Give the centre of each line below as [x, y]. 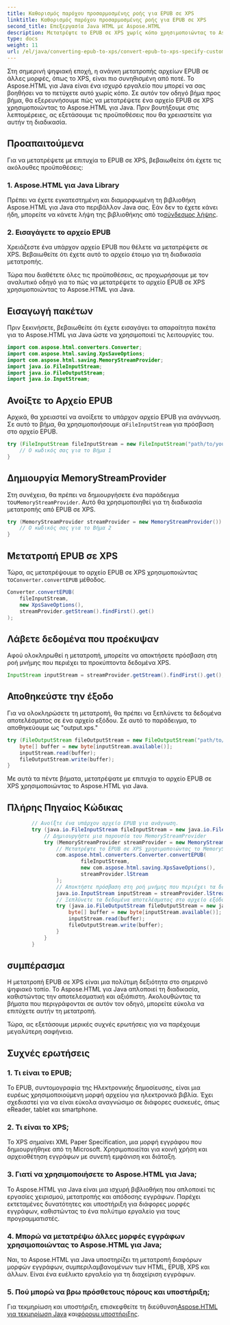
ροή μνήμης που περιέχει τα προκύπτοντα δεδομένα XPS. [89, 663]
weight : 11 [23, 45]
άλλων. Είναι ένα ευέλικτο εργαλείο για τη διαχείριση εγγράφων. [101, 1274]
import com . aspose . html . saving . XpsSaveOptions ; [76, 353]
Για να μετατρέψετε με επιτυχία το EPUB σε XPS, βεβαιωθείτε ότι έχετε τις [114, 160]
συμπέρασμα [36, 965]
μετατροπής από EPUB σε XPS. [51, 509]
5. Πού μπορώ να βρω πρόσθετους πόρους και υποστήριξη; [108, 1291]
